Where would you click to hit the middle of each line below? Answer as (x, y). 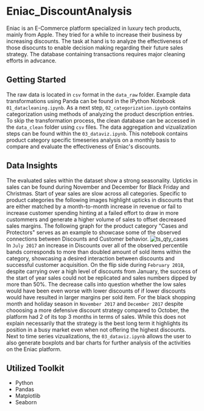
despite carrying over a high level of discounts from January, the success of (102, 271)
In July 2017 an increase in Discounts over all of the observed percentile (97, 245)
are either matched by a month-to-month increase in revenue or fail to (94, 206)
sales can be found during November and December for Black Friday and (98, 187)
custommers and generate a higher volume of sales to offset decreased (96, 219)
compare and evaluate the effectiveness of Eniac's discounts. (84, 146)
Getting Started (36, 80)
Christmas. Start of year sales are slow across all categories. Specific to (97, 193)
